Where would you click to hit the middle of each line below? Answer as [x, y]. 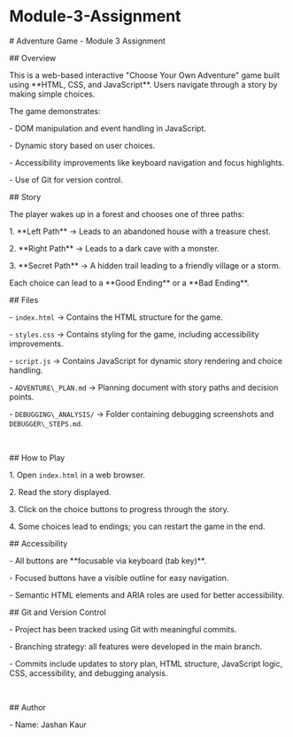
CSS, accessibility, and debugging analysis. [89, 673]
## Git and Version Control [58, 612]
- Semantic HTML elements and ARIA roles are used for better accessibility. [147, 594]
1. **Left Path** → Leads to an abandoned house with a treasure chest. [140, 231]
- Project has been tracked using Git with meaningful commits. [123, 629]
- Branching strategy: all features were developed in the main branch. [136, 646]
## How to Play [37, 457]
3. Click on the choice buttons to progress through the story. [120, 509]
